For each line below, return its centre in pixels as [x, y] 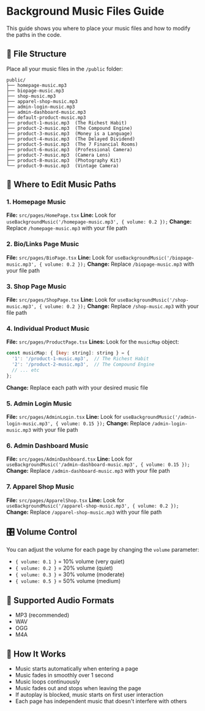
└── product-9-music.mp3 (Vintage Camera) [63, 166]
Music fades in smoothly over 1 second [64, 675]
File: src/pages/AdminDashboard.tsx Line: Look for [69, 459]
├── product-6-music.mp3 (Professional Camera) [69, 149]
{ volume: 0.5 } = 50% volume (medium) [68, 581]
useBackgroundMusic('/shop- [153, 300]
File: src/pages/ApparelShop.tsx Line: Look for [65, 500]
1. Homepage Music [36, 202]
